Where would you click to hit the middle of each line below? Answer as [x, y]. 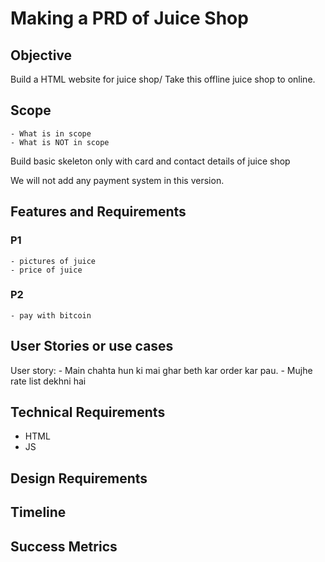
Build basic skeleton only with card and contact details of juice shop [150, 161]
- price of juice [46, 270]
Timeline [38, 512]
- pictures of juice [53, 261]
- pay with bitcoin [51, 315]
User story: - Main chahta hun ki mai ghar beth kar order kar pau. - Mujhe [161, 370]
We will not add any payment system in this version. [117, 180]
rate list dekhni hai [48, 381]
